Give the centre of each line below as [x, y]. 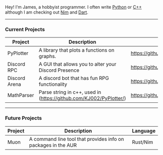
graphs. [47, 57]
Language [144, 131]
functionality [53, 84]
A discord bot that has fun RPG [74, 78]
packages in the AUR [53, 145]
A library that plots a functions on [77, 50]
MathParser [21, 96]
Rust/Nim [142, 142]
